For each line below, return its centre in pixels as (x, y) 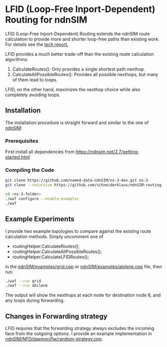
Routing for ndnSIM (46, 20)
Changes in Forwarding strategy (56, 316)
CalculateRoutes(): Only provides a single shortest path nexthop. (79, 69)
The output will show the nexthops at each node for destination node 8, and (83, 295)
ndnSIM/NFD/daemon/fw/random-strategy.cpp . (54, 339)
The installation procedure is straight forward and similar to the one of (77, 122)
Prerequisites (22, 141)
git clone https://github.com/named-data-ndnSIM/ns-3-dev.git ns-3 (77, 181)
